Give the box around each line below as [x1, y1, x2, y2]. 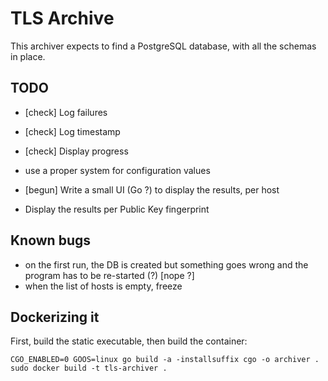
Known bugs [10, 232, 92, 249]
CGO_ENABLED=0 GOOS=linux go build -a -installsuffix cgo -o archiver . [10, 355, 320, 365]
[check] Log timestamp [24, 125, 121, 137]
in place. [10, 50, 46, 62]
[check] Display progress [24, 145, 129, 157]
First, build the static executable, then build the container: [10, 335, 248, 347]
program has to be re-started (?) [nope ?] [24, 269, 195, 281]
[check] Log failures [24, 106, 108, 118]
